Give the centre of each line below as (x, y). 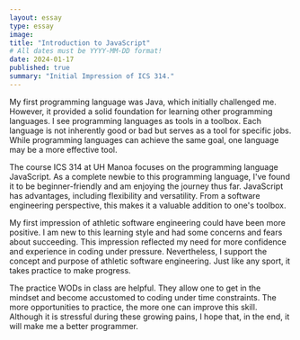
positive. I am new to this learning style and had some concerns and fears (146, 232)
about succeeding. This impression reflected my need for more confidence (148, 242)
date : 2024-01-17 (42, 59)
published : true (40, 68)
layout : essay (36, 18)
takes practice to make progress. (71, 270)
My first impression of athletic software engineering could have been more (147, 222)
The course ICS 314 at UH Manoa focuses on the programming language (144, 166)
